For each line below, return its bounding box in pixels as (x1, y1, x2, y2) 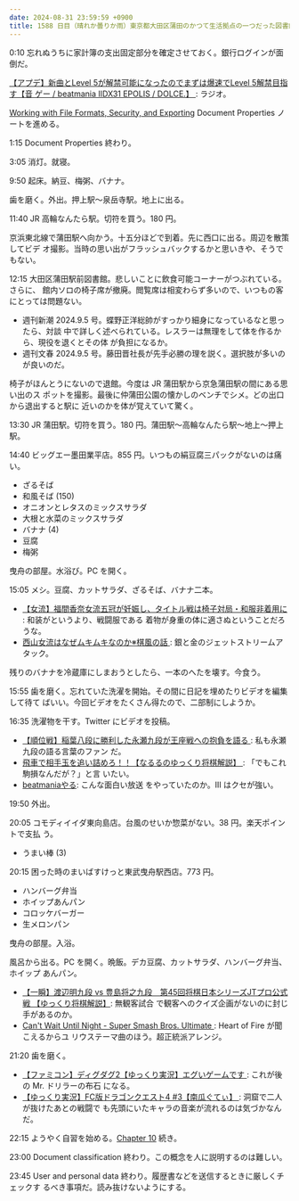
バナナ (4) (21, 523, 60, 535)
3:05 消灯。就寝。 (9, 156, 76, 167)
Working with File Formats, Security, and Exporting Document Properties (9, 107, 276, 118)
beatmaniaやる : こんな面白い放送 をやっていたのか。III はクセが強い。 (21, 779, 279, 790)
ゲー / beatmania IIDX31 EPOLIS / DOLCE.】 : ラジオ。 (34, 88, 231, 99)
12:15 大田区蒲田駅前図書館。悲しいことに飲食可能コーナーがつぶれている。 (9, 273, 287, 284)
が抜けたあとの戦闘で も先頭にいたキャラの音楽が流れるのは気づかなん (21, 1102, 282, 1113)
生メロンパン (21, 918, 70, 929)
